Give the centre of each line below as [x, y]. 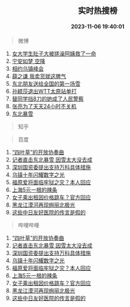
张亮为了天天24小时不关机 [44, 106]
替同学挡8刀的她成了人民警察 [48, 99]
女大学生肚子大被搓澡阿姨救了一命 [54, 54]
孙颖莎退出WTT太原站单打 [44, 91]
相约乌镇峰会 [28, 69]
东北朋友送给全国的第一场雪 [46, 84]
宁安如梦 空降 [28, 61]
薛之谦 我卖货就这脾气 [39, 76]
